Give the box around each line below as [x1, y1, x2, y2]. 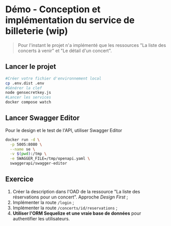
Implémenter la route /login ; [12, 199, 75, 205]
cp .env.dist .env [5, 81, 44, 86]
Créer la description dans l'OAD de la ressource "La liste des [12, 188, 140, 194]
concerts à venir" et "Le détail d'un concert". [17, 47, 112, 54]
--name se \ [10, 146, 36, 152]
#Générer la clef [5, 85, 42, 90]
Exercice [5, 175, 34, 184]
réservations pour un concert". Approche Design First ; [12, 194, 129, 200]
